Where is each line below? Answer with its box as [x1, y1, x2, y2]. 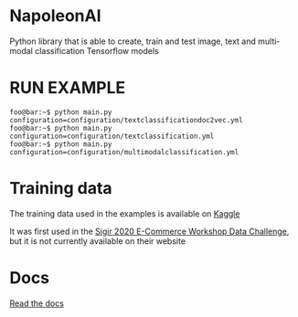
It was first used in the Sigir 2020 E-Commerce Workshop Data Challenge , [9, 226, 290, 237]
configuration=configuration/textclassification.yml [9, 132, 215, 141]
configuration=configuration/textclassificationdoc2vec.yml [9, 115, 244, 124]
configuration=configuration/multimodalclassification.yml [9, 147, 239, 156]
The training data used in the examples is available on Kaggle [9, 207, 240, 219]
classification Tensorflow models [35, 45, 159, 56]
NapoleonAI [9, 5, 102, 26]
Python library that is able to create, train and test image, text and [9, 36, 256, 47]
